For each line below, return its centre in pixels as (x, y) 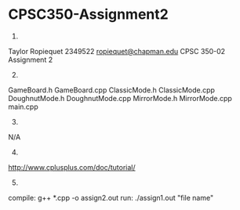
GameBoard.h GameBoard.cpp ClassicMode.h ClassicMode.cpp (112, 90)
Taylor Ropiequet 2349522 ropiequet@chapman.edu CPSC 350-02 (117, 51)
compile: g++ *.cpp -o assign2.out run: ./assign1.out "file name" (111, 197)
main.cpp (23, 107)
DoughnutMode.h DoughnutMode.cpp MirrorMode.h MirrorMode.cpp (120, 98)
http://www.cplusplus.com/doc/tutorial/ (72, 167)
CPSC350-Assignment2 (88, 14)
